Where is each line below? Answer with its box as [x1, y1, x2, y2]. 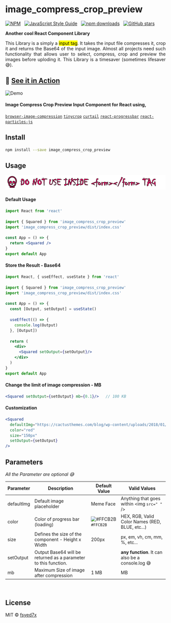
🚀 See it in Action [5, 76, 60, 85]
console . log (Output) [14, 322, 58, 328]
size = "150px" [10, 433, 38, 438]
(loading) [34, 521, 54, 527]
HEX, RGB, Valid [121, 513, 154, 520]
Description [48, 485, 74, 492]
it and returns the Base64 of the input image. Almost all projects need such [5, 45, 166, 51]
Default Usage [5, 196, 37, 203]
